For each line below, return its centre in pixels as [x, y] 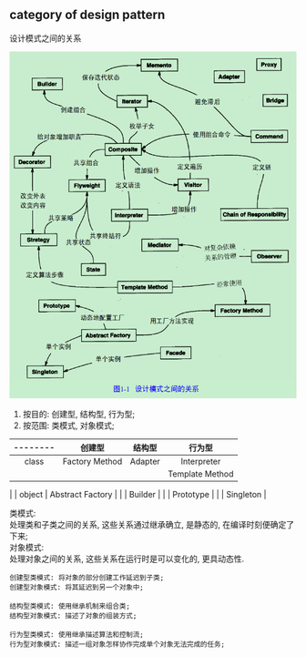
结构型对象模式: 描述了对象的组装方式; [73, 616]
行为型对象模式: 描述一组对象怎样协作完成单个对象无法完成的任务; [117, 644]
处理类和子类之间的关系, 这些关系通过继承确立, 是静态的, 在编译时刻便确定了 [152, 524]
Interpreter [201, 461]
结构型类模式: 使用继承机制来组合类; [70, 606]
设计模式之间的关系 [46, 38]
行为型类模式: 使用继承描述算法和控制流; [76, 634]
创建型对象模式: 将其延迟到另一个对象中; [76, 587]
